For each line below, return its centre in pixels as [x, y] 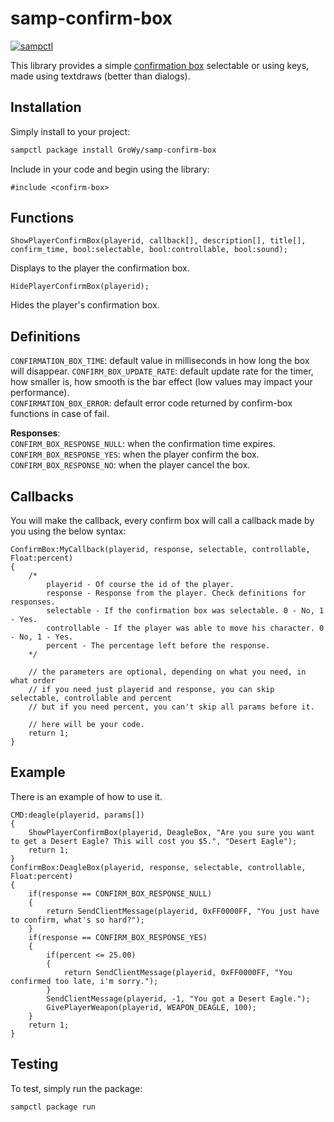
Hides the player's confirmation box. [85, 305]
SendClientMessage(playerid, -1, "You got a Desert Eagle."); [178, 998]
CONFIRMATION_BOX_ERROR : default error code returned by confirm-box [151, 403]
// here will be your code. [86, 725]
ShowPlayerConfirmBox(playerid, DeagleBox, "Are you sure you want [171, 832]
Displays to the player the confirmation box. [100, 268]
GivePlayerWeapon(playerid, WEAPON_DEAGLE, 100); [151, 1007]
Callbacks [42, 496]
